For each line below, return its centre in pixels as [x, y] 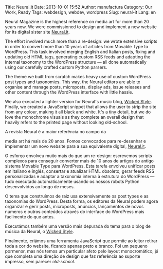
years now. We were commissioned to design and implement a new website [81, 27]
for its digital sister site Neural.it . [37, 32]
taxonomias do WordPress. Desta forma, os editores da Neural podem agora [81, 201]
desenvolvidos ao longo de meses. [40, 187]
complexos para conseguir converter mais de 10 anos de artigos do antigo [80, 161]
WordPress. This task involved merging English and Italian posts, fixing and [80, 52]
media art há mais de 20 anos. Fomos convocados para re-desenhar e [76, 141]
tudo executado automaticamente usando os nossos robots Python [72, 181]
